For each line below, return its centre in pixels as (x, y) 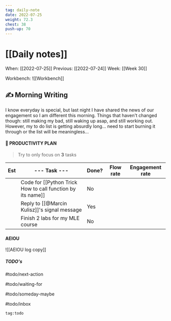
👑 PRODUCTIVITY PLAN (31, 143)
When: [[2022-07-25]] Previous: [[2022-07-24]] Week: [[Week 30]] (76, 68)
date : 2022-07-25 (24, 15)
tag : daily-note (22, 10)
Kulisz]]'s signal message (51, 210)
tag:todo (15, 313)
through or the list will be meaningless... (47, 131)
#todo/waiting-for (24, 284)
